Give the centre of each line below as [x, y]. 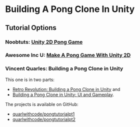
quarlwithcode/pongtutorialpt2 [44, 119]
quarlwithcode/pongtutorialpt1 [43, 114]
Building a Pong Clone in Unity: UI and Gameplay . [63, 94]
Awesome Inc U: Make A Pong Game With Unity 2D [68, 55]
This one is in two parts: [30, 79]
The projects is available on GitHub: [42, 104]
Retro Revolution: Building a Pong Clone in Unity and [66, 89]
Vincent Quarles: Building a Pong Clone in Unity [64, 68]
